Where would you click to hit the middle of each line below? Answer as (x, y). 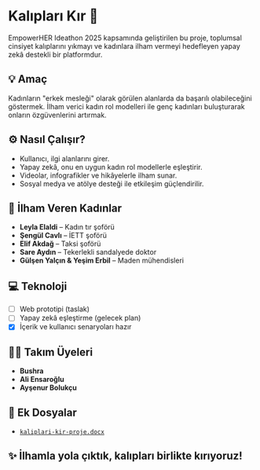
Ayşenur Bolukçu (48, 387)
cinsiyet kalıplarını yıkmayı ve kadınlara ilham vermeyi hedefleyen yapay (125, 46)
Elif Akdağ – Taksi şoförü (60, 244)
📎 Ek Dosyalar (42, 412)
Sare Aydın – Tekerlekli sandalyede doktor (88, 252)
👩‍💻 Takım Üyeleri (50, 352)
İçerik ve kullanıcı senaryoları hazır (75, 327)
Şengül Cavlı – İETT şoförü (63, 236)
